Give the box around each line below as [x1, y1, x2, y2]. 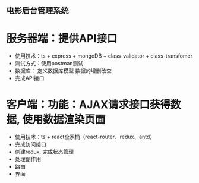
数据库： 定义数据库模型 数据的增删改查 [14, 67, 112, 74]
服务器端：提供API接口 [6, 31, 118, 45]
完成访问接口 [14, 141, 46, 148]
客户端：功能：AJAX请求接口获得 [6, 97, 171, 111]
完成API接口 [14, 75, 45, 82]
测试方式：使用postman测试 [14, 60, 84, 67]
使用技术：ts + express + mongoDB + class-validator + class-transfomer [14, 52, 193, 59]
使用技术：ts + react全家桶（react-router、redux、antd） [14, 133, 156, 141]
